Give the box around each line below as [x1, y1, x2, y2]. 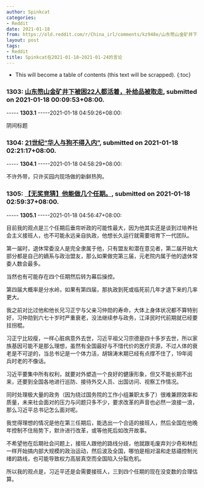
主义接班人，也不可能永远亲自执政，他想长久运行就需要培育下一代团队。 [11, 232, 192, 239]
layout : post [6, 37, 39, 43]
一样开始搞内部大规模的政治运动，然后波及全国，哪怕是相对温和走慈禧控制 [6, 447, 192, 454]
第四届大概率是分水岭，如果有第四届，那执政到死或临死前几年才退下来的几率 [6, 286, 198, 293]
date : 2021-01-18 [6, 26, 50, 32]
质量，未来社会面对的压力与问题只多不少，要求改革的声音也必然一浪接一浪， [6, 398, 198, 406]
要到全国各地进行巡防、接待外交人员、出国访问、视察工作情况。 [22, 378, 182, 385]
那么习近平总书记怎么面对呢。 [6, 406, 81, 413]
